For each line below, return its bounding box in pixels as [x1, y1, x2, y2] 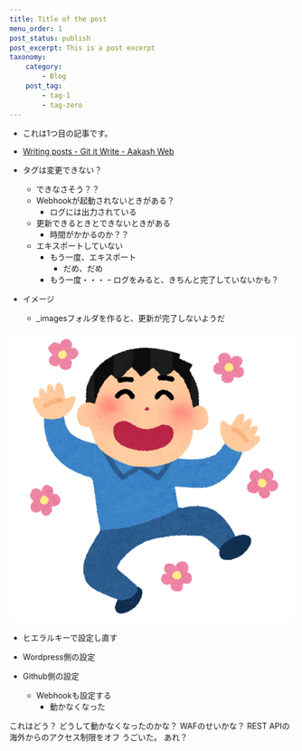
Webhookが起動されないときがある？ [35, 195, 175, 205]
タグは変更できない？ [22, 164, 102, 176]
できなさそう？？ [35, 184, 100, 195]
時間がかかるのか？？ [49, 229, 129, 240]
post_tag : [25, 81, 63, 90]
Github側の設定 [22, 670, 80, 681]
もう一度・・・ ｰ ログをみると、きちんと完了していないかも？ [49, 274, 279, 285]
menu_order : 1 [9, 24, 63, 33]
